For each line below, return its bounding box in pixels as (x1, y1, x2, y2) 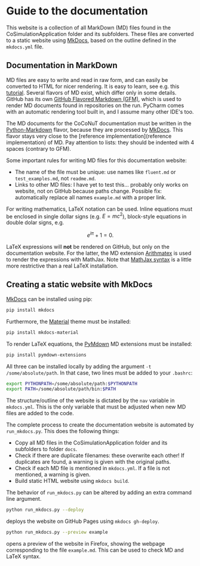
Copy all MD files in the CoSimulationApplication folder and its (14, 439, 168, 446)
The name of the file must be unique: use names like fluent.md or (14, 168, 176, 175)
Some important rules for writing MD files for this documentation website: (6, 157, 187, 164)
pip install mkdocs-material (6, 329, 79, 336)
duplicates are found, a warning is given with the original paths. (14, 458, 171, 465)
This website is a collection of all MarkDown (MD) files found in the (6, 24, 171, 31)
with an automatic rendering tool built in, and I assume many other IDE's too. (6, 108, 194, 115)
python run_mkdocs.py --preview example (6, 530, 109, 535)
